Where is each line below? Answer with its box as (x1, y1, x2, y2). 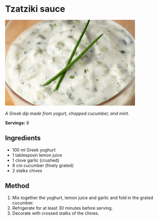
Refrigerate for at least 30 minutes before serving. (12, 205, 113, 211)
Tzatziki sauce (5, 3, 65, 15)
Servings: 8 (5, 120, 29, 126)
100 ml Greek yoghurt (12, 147, 56, 153)
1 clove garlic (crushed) (12, 157, 59, 163)
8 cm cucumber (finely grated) (12, 162, 74, 168)
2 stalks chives (12, 167, 42, 173)
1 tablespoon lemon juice (12, 152, 62, 158)
